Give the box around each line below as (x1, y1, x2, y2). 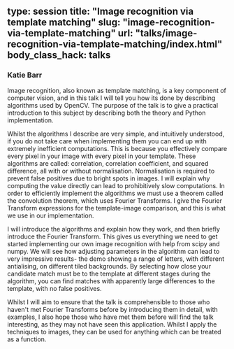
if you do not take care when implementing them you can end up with (7, 136, 207, 145)
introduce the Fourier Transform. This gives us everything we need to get (7, 232, 218, 241)
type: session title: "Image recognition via (7, 6, 194, 17)
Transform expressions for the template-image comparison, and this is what (7, 204, 226, 212)
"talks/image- (135, 27, 198, 39)
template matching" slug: (7, 17, 121, 29)
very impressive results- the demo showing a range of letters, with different (7, 255, 225, 263)
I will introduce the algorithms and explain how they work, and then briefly (7, 225, 220, 233)
